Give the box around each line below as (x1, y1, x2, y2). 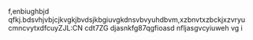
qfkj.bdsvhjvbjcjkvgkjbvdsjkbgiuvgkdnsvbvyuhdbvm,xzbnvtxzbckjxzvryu (8, 15, 246, 24)
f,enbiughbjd (8, 7, 50, 16)
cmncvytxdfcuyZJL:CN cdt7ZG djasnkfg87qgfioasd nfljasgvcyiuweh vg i (8, 24, 243, 32)
